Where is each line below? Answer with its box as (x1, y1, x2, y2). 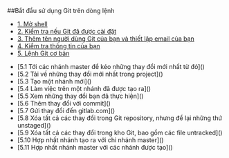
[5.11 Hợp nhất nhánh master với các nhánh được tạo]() (17, 144, 173, 151)
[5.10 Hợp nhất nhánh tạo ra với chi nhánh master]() (17, 136, 164, 144)
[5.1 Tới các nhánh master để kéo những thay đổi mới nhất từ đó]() (17, 63, 205, 70)
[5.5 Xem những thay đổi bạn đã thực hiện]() (17, 92, 144, 100)
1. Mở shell (17, 20, 48, 28)
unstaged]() (17, 121, 51, 129)
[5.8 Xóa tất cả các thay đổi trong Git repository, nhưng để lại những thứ (17, 114, 223, 122)
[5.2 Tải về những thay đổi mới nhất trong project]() (17, 70, 164, 78)
